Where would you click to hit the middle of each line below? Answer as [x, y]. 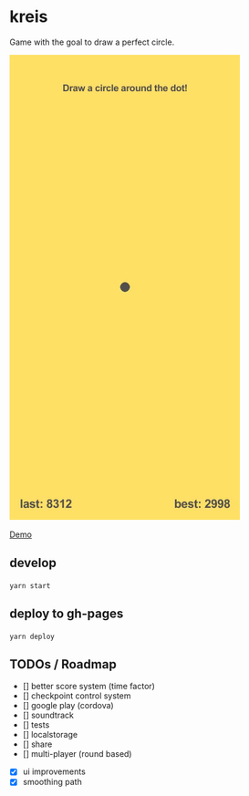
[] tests [36, 725]
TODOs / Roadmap [63, 664]
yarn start [30, 585]
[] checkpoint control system [77, 696]
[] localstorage [50, 735]
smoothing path [52, 782]
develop [33, 563]
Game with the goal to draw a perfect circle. [92, 42]
